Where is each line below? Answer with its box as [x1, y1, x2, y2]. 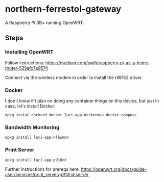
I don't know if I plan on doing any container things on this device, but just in [5, 98, 159, 104]
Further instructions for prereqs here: [5, 166, 80, 172]
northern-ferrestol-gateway [5, 3, 121, 15]
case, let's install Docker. [5, 103, 55, 109]
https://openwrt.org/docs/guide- [80, 166, 147, 172]
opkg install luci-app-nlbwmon [5, 135, 69, 140]
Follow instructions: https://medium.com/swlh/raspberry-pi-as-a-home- [5, 60, 150, 66]
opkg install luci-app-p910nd [5, 157, 67, 162]
